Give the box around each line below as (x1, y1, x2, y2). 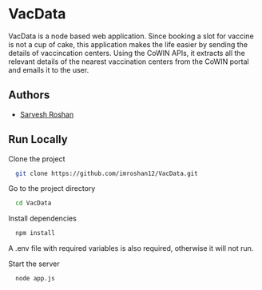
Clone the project (8, 153, 65, 164)
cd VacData (15, 199, 52, 208)
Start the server (8, 259, 60, 268)
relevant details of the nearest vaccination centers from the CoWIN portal (8, 57, 249, 66)
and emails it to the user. (8, 65, 89, 74)
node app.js (15, 275, 56, 283)
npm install (15, 229, 56, 237)
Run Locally (8, 133, 68, 146)
